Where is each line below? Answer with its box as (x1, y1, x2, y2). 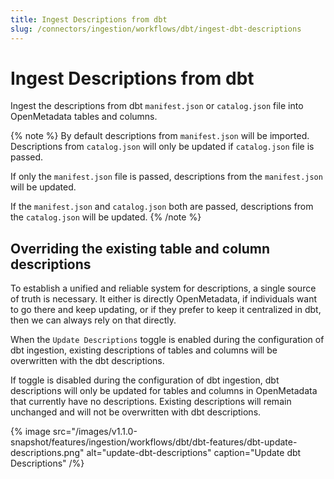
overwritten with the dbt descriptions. (10, 355, 165, 367)
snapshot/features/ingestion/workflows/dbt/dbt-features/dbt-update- (10, 436, 298, 448)
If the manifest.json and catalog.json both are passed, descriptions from (10, 201, 314, 213)
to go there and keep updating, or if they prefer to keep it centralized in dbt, (10, 304, 322, 316)
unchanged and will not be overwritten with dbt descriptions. (10, 406, 262, 418)
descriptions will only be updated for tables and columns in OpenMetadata (10, 385, 318, 397)
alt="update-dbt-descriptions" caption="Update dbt (86, 447, 302, 459)
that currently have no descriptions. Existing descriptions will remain (10, 396, 292, 408)
